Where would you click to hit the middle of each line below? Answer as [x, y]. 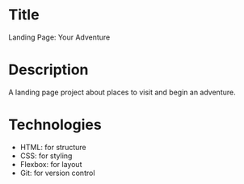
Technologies [55, 125]
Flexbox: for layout [51, 164]
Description [48, 70]
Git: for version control [57, 173]
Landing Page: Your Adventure [59, 37]
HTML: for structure [53, 147]
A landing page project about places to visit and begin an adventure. [122, 92]
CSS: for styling [46, 156]
